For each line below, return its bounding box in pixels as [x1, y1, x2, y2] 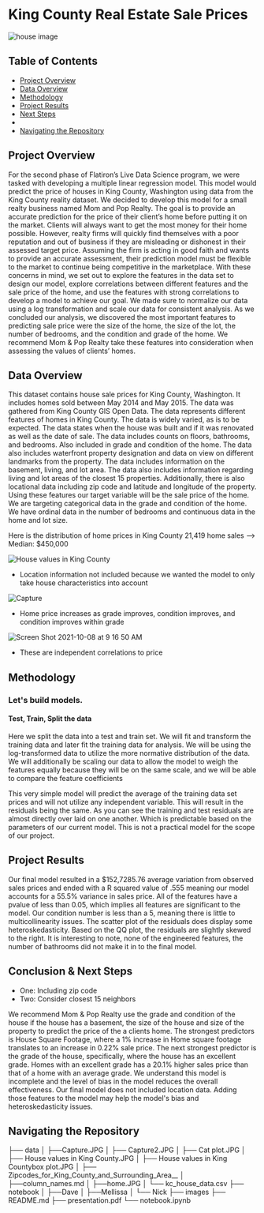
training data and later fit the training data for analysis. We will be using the [8, 740, 251, 749]
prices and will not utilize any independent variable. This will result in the [8, 797, 244, 806]
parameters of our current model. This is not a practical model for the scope [8, 822, 255, 832]
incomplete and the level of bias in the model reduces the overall [8, 1076, 218, 1086]
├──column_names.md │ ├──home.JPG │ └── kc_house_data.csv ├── [8, 1179, 244, 1189]
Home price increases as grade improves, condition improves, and [19, 609, 236, 618]
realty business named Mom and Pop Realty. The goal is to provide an [8, 203, 236, 212]
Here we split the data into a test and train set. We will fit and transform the [8, 731, 251, 741]
